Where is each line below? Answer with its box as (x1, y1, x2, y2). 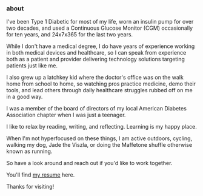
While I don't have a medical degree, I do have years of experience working (6, 42, 195, 50)
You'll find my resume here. (6, 171, 75, 178)
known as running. (6, 147, 53, 155)
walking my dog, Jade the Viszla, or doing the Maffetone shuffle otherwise (6, 141, 193, 149)
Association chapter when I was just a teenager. (6, 111, 126, 119)
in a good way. (6, 93, 43, 101)
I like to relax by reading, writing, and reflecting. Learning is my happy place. (6, 123, 197, 130)
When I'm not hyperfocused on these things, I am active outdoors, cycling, (6, 135, 193, 142)
